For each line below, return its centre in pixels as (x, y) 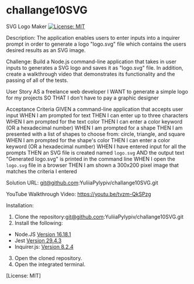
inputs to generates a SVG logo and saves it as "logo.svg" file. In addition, (95, 67)
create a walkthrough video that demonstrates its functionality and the (91, 74)
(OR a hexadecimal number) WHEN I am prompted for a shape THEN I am (94, 128)
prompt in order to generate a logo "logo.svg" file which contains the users (96, 44)
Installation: (20, 205)
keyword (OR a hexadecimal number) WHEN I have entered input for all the (96, 146)
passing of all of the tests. (37, 80)
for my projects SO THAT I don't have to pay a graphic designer (82, 98)
